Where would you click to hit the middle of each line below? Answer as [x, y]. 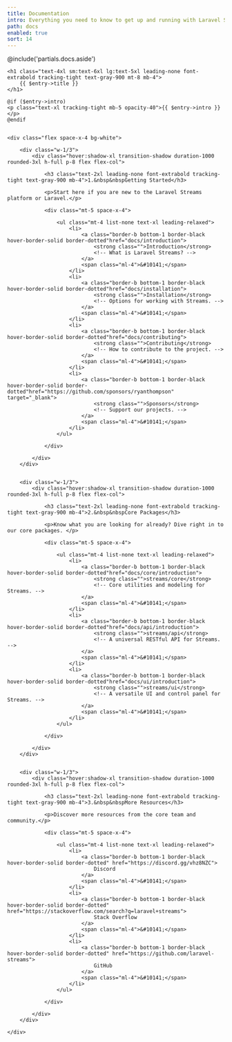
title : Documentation [38, 13]
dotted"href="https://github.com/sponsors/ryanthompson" [91, 392]
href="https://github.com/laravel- [163, 954]
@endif [17, 120]
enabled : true [28, 33]
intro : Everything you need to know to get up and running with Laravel [114, 20]
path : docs [23, 26]
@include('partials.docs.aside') [51, 59]
